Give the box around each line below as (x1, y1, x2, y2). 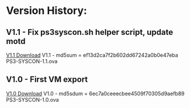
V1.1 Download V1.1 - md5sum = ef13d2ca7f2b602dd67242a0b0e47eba (6, 52, 178, 59)
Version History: (6, 4, 88, 17)
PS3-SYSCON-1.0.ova (6, 96, 60, 103)
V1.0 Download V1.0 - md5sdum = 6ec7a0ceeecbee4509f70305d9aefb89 (6, 90, 185, 97)
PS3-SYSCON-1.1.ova (6, 58, 58, 64)
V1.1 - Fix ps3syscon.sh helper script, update (6, 27, 174, 37)
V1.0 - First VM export (6, 74, 88, 85)
